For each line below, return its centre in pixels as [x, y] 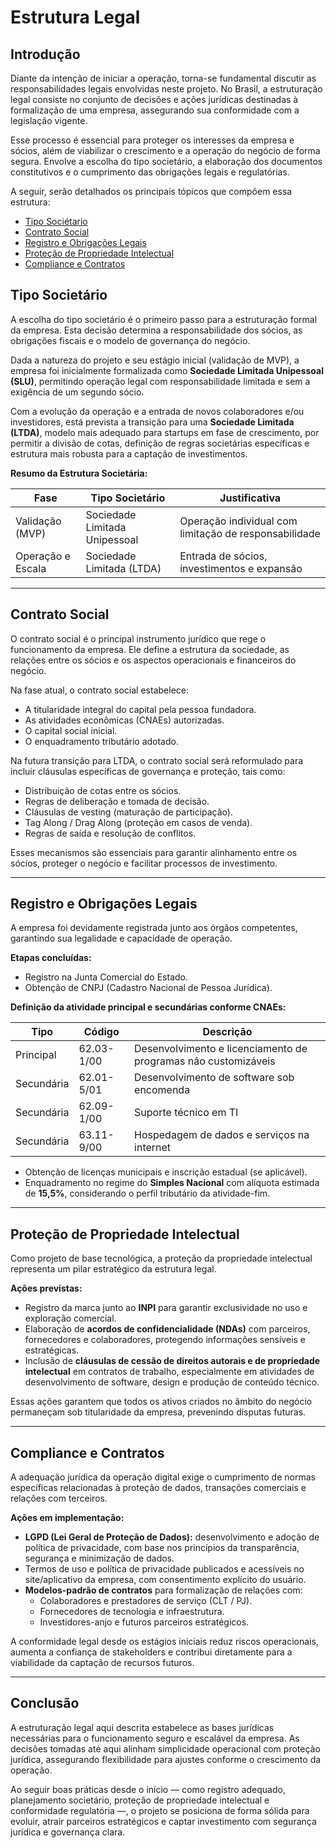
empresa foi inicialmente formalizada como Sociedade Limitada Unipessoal [167, 370]
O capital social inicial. [71, 730]
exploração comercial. [70, 1318]
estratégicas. [52, 1350]
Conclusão [45, 1703]
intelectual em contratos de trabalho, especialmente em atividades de [169, 1372]
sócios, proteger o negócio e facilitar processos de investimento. [144, 863]
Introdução [45, 54]
